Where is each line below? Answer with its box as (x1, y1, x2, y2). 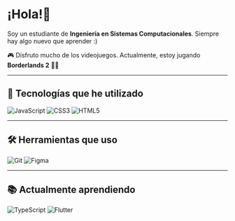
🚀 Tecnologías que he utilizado (7, 87, 143, 100)
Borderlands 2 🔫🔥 (7, 61, 59, 69)
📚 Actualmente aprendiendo (7, 183, 136, 195)
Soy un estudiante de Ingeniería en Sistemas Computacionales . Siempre (7, 29, 219, 38)
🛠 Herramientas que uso (7, 134, 117, 146)
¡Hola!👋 (7, 6, 51, 22)
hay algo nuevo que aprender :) (7, 36, 98, 45)
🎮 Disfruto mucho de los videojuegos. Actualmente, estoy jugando (7, 50, 201, 59)
